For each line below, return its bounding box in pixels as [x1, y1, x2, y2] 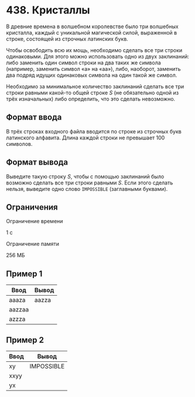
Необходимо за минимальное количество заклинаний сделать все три [6, 83, 184, 90]
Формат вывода [6, 158, 69, 167]
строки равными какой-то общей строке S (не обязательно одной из [6, 89, 179, 96]
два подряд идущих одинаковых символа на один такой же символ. [6, 71, 177, 78]
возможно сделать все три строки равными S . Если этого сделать [6, 179, 173, 186]
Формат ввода [6, 112, 62, 122]
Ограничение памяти [6, 241, 60, 248]
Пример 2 [6, 335, 45, 345]
